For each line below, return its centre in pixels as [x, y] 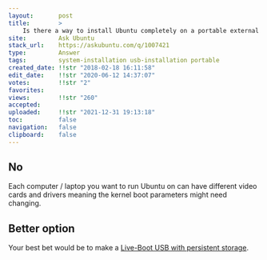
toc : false [43, 120]
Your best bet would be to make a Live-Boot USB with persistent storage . [129, 248]
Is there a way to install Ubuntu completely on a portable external [141, 30]
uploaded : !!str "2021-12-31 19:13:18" [82, 113]
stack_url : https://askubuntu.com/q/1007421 [89, 46]
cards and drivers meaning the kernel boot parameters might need [118, 195]
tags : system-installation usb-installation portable [114, 61]
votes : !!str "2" [50, 82]
